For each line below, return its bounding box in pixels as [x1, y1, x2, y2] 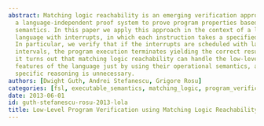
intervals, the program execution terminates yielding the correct [15, 48, 241, 56]
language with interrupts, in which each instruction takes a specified [15, 33, 258, 41]
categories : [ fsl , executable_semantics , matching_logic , [8, 84, 202, 92]
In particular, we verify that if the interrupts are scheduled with [15, 41, 247, 49]
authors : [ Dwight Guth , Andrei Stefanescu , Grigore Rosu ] [8, 77, 202, 85]
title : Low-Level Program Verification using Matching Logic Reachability [8, 106, 258, 114]
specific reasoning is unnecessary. [15, 70, 135, 77]
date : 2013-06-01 [8, 92, 65, 99]
